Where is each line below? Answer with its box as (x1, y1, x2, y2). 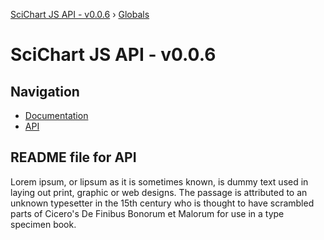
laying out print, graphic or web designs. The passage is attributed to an (10, 186, 308, 198)
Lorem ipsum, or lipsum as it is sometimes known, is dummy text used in (10, 175, 309, 188)
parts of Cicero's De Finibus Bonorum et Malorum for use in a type (10, 207, 285, 219)
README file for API (10, 149, 137, 166)
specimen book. (10, 218, 77, 230)
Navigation (10, 83, 80, 100)
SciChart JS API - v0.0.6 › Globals (10, 9, 150, 20)
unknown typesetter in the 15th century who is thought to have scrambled (10, 197, 315, 209)
